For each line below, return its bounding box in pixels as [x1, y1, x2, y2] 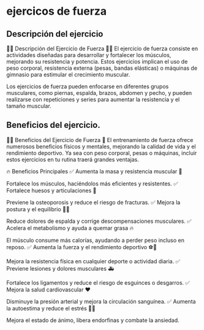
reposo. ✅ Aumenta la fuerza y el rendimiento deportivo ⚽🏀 [6, 243, 157, 250]
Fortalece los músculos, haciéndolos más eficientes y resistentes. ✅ [6, 179, 179, 187]
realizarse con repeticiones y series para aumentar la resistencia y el [6, 96, 180, 103]
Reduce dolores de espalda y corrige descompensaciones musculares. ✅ [6, 217, 192, 225]
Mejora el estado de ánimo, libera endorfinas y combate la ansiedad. [6, 317, 179, 324]
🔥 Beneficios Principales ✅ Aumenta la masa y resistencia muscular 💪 [6, 167, 183, 175]
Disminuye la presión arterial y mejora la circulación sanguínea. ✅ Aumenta [6, 298, 196, 305]
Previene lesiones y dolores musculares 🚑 [6, 264, 115, 272]
